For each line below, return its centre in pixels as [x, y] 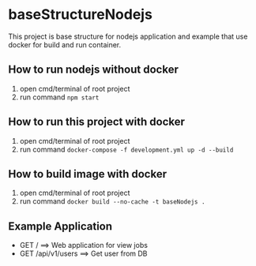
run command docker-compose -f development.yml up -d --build [126, 149]
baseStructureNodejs [80, 15]
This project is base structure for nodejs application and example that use [128, 36]
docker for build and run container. [65, 44]
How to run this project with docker [97, 122]
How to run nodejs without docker [94, 70]
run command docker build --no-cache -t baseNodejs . [112, 201]
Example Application [60, 226]
